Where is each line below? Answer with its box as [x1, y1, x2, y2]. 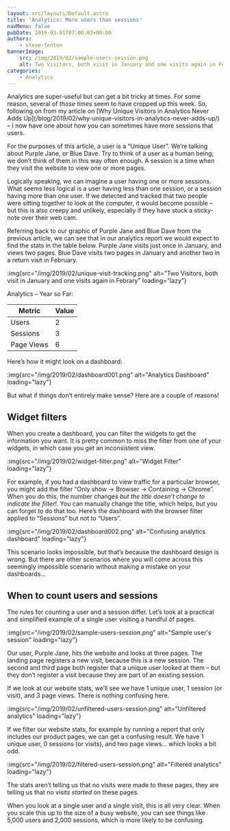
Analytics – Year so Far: [7, 290, 74, 298]
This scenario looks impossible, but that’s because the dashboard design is [7, 548, 219, 556]
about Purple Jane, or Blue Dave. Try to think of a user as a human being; [7, 149, 214, 158]
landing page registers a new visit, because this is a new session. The [7, 656, 204, 665]
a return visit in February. [7, 256, 78, 264]
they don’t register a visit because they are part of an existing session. [7, 671, 205, 679]
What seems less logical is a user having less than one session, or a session [7, 184, 222, 193]
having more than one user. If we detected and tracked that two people [7, 192, 207, 200]
